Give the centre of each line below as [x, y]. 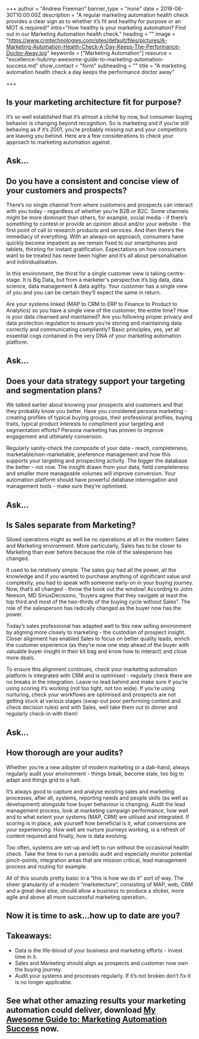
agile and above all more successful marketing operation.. [77, 897]
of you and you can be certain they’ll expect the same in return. [84, 292]
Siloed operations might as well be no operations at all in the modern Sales [97, 539]
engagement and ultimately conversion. [55, 437]
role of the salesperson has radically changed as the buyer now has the [94, 608]
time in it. [26, 957]
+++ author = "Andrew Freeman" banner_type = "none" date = [83, 9]
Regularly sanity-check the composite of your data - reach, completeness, [97, 448]
